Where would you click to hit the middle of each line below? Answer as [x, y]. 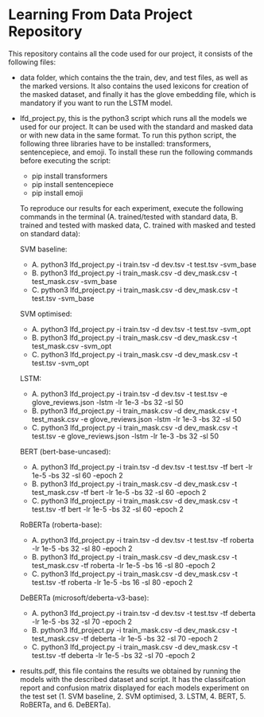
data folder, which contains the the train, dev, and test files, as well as [134, 77]
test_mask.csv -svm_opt [72, 346]
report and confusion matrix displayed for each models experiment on [134, 688]
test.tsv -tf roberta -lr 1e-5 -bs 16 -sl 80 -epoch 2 [112, 582]
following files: [32, 62]
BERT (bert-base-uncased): [65, 451]
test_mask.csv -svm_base [74, 281]
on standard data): [50, 233]
